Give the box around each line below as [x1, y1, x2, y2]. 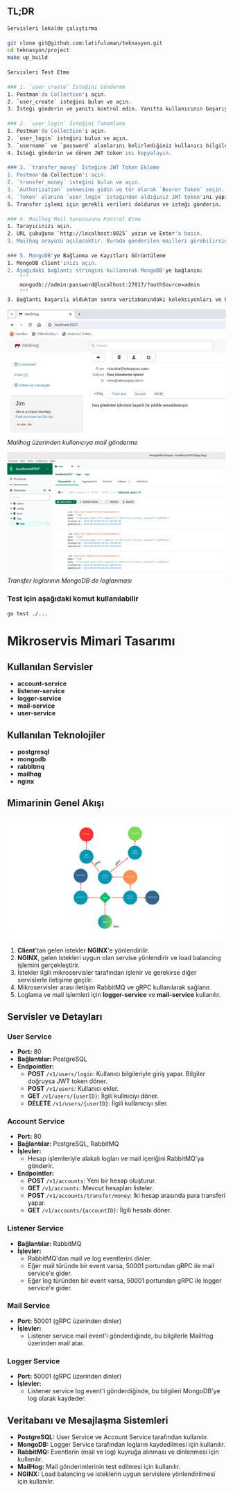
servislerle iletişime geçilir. [17, 976, 94, 984]
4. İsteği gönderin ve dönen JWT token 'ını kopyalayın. [7, 149, 172, 156]
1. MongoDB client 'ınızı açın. [7, 259, 98, 266]
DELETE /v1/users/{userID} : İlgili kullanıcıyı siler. [27, 1098, 169, 1108]
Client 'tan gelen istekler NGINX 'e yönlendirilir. [17, 946, 150, 955]
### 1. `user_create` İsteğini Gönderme [7, 83, 126, 90]
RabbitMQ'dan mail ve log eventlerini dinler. [27, 1254, 153, 1263]
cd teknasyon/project [7, 47, 70, 54]
